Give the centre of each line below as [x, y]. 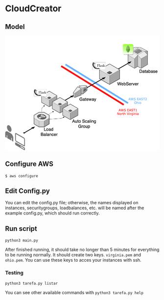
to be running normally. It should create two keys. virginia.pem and [73, 255]
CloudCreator [33, 9]
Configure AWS [29, 164]
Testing [14, 273]
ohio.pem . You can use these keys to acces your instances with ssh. [73, 260]
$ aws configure [22, 176]
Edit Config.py [27, 191]
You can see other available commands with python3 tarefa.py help [74, 293]
